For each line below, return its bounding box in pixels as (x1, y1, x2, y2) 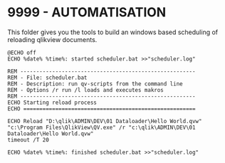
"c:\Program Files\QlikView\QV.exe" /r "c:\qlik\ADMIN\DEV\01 (7, 124, 196, 131)
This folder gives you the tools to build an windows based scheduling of (7, 28, 219, 36)
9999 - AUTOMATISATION (7, 4, 167, 21)
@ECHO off (7, 49, 37, 56)
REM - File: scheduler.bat (7, 74, 88, 81)
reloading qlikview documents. (7, 35, 98, 43)
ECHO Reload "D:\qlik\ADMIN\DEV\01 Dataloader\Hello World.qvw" (7, 117, 202, 125)
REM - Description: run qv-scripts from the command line (7, 80, 183, 88)
